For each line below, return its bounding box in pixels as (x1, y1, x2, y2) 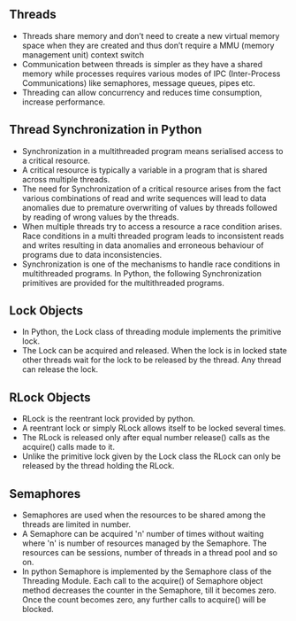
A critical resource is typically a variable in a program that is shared (21, 164, 268, 175)
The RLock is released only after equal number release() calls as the (21, 432, 270, 443)
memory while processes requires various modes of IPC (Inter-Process (21, 68, 281, 79)
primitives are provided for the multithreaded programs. (21, 277, 225, 288)
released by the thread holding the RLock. (21, 461, 175, 471)
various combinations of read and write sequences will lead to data (21, 192, 267, 203)
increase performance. (21, 97, 106, 107)
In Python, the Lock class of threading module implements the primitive (21, 327, 282, 338)
